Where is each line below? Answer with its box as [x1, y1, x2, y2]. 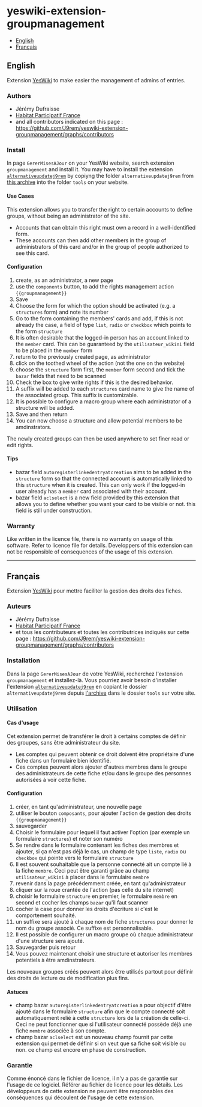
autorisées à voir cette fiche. [15, 776, 86, 783]
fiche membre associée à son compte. [15, 1027, 106, 1034]
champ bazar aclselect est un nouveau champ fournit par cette [15, 1034, 173, 1041]
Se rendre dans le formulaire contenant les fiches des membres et [15, 841, 179, 849]
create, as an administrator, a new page [15, 276, 113, 284]
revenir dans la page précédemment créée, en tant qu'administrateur [15, 879, 186, 887]
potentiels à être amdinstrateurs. [15, 956, 97, 963]
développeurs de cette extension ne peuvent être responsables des [7, 1088, 174, 1095]
